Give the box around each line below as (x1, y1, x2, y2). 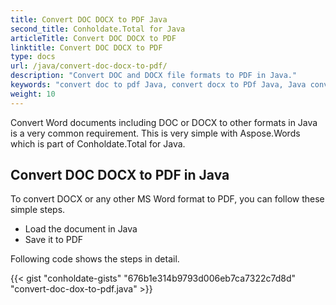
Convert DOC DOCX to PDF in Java (10, 167, 230, 184)
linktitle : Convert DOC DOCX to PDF (10, 42, 163, 53)
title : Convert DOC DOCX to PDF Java (10, 14, 168, 25)
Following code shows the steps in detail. (10, 253, 180, 265)
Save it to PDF (24, 234, 84, 246)
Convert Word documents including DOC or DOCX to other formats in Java (10, 116, 318, 128)
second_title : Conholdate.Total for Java (10, 24, 186, 34)
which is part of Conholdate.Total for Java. (10, 137, 186, 150)
